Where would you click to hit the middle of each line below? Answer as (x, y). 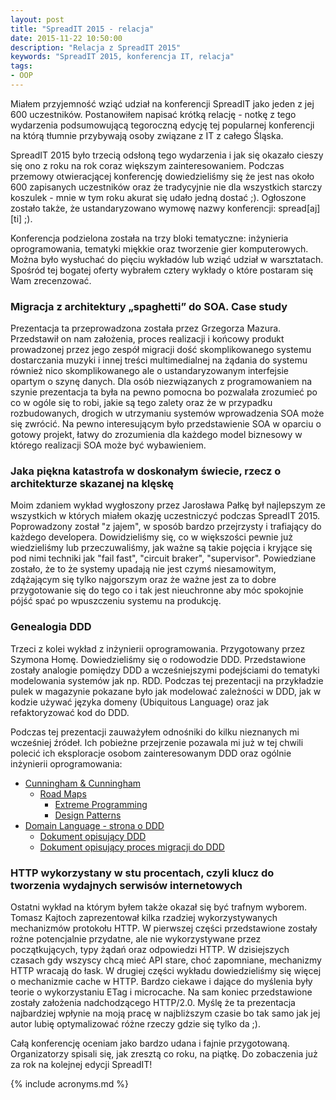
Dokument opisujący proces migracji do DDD (132, 847)
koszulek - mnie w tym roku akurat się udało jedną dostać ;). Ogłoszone (158, 197)
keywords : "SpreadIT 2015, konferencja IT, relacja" (122, 57)
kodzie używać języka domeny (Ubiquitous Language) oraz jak (140, 702)
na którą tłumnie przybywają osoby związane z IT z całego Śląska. (147, 135)
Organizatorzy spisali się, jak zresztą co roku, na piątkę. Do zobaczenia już (164, 1054)
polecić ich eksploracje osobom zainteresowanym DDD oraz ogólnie (151, 753)
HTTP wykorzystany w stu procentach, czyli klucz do (142, 873)
